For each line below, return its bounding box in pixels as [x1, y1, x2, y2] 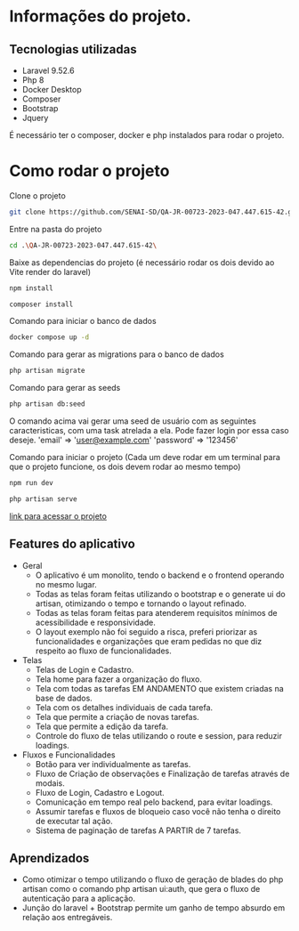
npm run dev [9, 479, 53, 488]
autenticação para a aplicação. [21, 893, 136, 904]
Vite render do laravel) [9, 266, 92, 277]
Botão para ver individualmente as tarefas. [35, 758, 191, 769]
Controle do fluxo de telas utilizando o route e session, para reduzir [35, 730, 283, 741]
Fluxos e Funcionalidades [21, 749, 116, 760]
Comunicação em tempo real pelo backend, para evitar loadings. [35, 797, 273, 807]
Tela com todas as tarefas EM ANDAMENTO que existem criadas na [35, 683, 285, 693]
